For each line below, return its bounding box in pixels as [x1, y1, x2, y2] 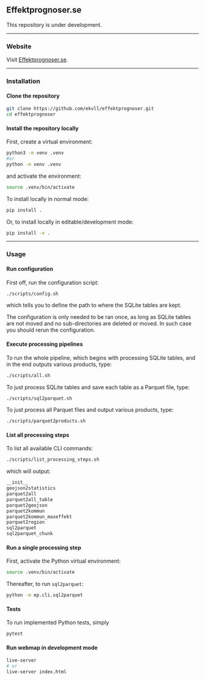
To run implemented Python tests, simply [6, 619, 109, 626]
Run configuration [6, 265, 54, 272]
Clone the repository [6, 92, 60, 100]
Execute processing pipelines [6, 340, 84, 348]
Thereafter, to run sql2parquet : [6, 580, 84, 588]
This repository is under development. [6, 21, 103, 28]
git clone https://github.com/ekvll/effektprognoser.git [6, 106, 154, 112]
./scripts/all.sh [6, 372, 51, 378]
